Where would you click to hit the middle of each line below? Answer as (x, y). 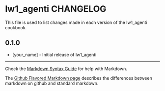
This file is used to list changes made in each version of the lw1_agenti (76, 22)
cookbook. (16, 27)
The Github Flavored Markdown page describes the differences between (79, 78)
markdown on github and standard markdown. (52, 83)
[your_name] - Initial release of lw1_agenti (54, 55)
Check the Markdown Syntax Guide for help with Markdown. (66, 69)
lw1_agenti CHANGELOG (56, 9)
